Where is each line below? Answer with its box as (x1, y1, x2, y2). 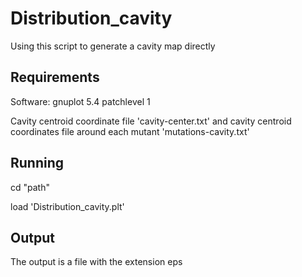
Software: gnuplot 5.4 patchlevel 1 (10, 95, 151, 107)
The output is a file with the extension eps (10, 256, 183, 268)
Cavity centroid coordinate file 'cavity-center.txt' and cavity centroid (10, 115, 292, 127)
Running (10, 155, 65, 172)
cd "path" (10, 181, 50, 193)
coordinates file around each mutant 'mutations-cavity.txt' (10, 125, 250, 137)
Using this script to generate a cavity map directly (10, 40, 216, 52)
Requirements (10, 69, 100, 86)
